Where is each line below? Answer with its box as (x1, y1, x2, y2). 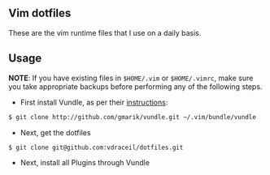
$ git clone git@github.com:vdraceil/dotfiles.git (8, 143, 184, 152)
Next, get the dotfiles (20, 127, 91, 137)
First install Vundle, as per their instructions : (20, 97, 168, 107)
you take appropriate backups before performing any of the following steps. (8, 81, 263, 92)
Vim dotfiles (8, 6, 72, 20)
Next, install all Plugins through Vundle (20, 158, 150, 168)
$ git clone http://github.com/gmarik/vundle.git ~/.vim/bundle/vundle (8, 113, 256, 121)
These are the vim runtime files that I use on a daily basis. (8, 28, 202, 37)
